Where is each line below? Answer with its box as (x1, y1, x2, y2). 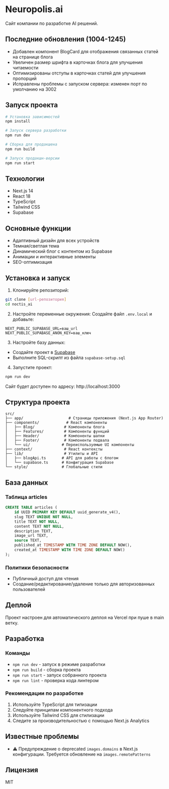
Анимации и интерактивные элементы (12, 254, 96, 260)
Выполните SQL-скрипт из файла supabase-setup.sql (12, 354, 126, 361)
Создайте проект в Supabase (12, 349, 76, 355)
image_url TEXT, (14, 533, 49, 538)
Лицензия (5, 766, 38, 774)
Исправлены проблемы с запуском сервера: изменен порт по (12, 81, 147, 87)
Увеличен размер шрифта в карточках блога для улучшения (12, 59, 143, 65)
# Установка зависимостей (5, 114, 60, 120)
